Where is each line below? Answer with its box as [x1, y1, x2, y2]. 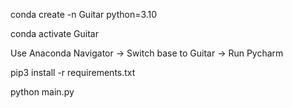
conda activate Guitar [10, 28, 99, 39]
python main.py [10, 86, 75, 98]
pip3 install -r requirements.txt [10, 67, 136, 78]
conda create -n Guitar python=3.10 [10, 9, 158, 20]
